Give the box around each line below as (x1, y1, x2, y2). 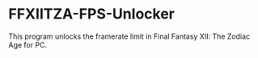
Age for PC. (8, 39, 47, 49)
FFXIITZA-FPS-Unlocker (8, 5, 176, 23)
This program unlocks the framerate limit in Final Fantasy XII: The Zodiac (8, 31, 251, 41)
